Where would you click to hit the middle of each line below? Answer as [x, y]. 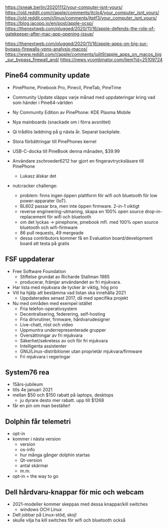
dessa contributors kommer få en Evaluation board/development [86, 238]
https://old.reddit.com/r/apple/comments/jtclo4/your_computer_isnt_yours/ [82, 13]
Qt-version [31, 460]
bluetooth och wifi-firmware [49, 227]
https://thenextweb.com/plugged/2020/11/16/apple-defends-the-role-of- [80, 29]
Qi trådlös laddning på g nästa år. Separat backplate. [66, 131]
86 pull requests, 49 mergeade [52, 232]
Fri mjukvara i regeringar [45, 356]
